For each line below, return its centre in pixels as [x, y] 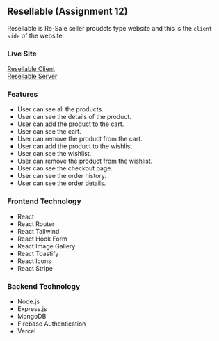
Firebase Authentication [51, 324]
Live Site [22, 54]
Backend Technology [44, 286]
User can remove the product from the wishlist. [85, 161]
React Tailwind [38, 231]
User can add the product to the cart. [71, 124]
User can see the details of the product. [74, 117]
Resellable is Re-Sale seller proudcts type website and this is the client [110, 28]
